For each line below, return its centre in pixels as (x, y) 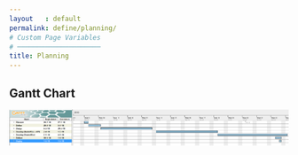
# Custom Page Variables (55, 37)
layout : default (45, 19)
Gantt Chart (42, 93)
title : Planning (39, 56)
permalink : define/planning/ (63, 28)
